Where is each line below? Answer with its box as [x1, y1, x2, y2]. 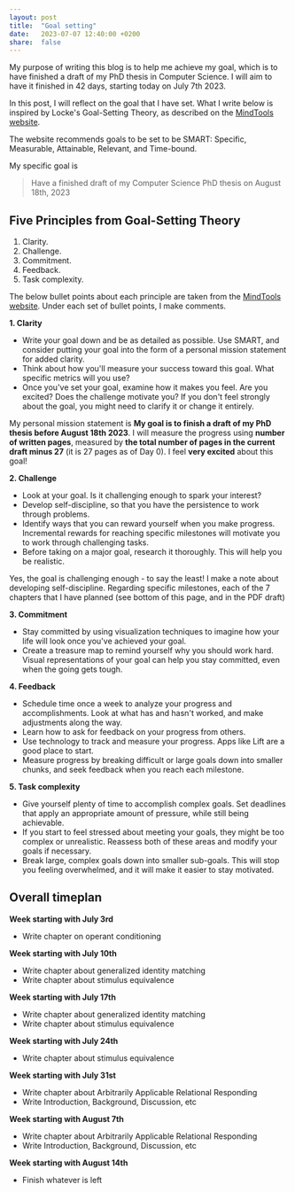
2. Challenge [9, 473, 58, 484]
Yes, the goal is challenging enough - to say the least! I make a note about [9, 573, 279, 584]
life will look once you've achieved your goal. [21, 635, 187, 647]
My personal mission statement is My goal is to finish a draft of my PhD [9, 418, 272, 429]
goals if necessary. [21, 845, 92, 856]
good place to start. [21, 745, 95, 756]
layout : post [9, 12, 58, 22]
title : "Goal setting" [9, 21, 97, 30]
